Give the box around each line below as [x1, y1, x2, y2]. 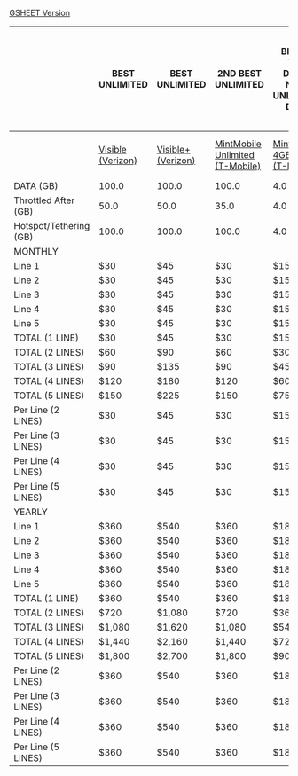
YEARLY [13, 506, 49, 518]
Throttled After [13, 194, 75, 207]
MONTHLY [13, 246, 59, 257]
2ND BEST [216, 67, 263, 79]
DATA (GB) [13, 180, 59, 192]
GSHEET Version [9, 8, 71, 18]
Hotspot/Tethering [13, 220, 90, 231]
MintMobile [214, 137, 262, 150]
